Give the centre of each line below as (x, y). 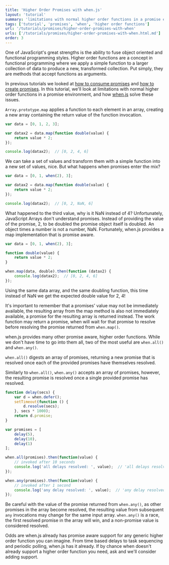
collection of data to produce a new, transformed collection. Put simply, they (84, 68)
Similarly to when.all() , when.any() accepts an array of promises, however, (83, 372)
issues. (13, 99)
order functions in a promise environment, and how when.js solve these (79, 94)
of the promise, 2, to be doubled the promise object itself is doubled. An (80, 224)
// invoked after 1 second (43, 485)
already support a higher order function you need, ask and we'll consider (81, 552)
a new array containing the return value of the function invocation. (74, 115)
